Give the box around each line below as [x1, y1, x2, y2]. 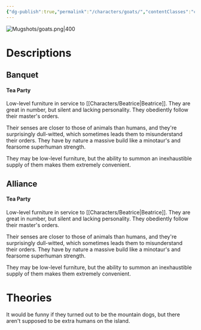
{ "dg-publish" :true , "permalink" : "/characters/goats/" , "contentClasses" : [6, 8, 191, 15]
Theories [6, 291, 52, 305]
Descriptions [6, 46, 72, 60]
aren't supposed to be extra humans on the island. [6, 317, 130, 324]
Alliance [6, 178, 38, 189]
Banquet [6, 70, 39, 80]
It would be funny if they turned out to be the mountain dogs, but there [6, 311, 181, 318]
